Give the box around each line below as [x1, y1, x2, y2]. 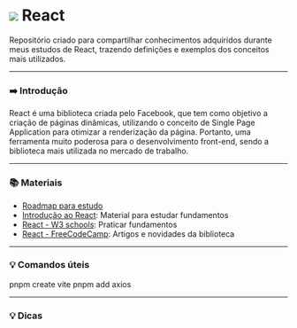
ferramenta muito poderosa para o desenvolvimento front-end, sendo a [9, 137, 270, 147]
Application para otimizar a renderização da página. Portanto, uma [9, 127, 252, 137]
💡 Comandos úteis [9, 259, 90, 271]
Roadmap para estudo [21, 200, 103, 211]
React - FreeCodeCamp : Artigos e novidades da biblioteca [21, 228, 235, 239]
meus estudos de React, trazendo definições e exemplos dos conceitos [9, 43, 270, 54]
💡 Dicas [9, 309, 43, 322]
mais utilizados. [9, 53, 66, 64]
